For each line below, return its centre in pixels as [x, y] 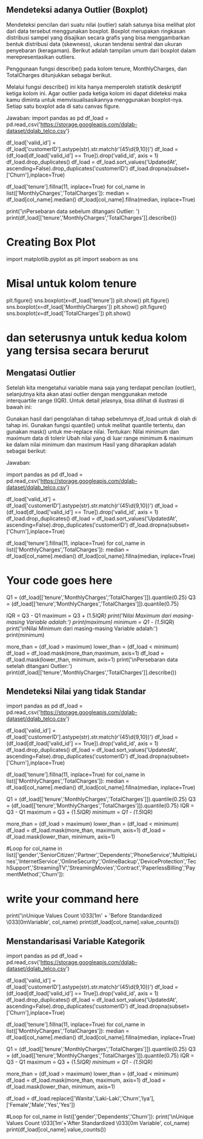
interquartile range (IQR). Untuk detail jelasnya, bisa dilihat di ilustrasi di [95, 401]
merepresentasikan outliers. [41, 56]
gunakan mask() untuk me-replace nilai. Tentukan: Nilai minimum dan [93, 431]
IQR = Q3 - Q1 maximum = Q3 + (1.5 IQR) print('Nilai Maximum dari [89, 615]
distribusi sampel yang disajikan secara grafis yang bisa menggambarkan [98, 37]
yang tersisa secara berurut [78, 350]
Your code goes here [60, 580]
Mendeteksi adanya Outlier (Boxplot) [77, 10]
